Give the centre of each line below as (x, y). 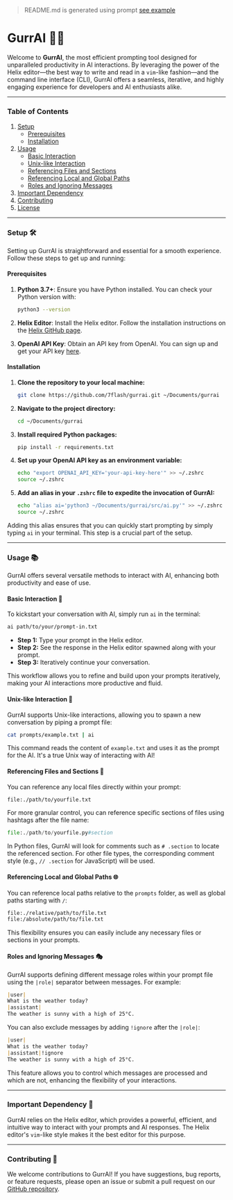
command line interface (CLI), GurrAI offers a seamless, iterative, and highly (115, 79)
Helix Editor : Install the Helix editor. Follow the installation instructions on (121, 323)
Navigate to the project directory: (66, 408)
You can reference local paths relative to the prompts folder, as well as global (116, 893)
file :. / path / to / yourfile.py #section (60, 833)
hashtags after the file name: (48, 820)
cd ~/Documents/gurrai (50, 421)
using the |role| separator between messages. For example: (94, 982)
